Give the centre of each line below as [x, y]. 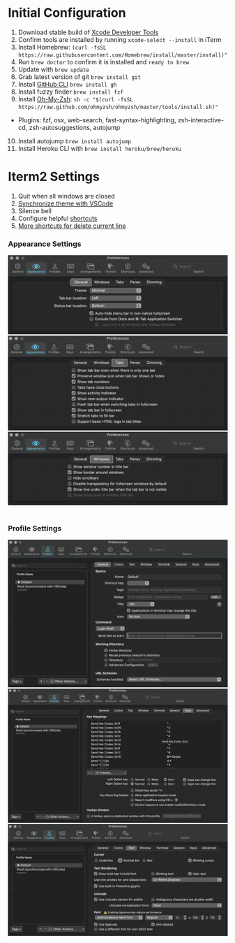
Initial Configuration [67, 13]
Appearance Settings [45, 244]
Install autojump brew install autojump [75, 141]
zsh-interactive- [201, 120]
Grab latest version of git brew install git [79, 77]
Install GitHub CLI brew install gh [67, 84]
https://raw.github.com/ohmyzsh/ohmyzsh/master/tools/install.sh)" [118, 107]
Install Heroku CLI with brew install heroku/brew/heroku [100, 148]
